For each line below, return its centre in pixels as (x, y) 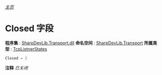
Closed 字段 (29, 28)
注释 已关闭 (16, 68)
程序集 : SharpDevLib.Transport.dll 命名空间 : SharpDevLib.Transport (74, 43)
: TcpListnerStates (29, 49)
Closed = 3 (16, 58)
